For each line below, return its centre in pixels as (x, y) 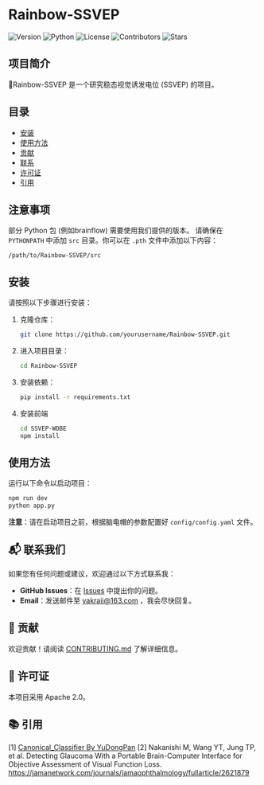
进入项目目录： (44, 351)
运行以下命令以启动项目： (50, 483)
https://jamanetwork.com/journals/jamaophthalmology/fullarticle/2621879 (129, 773)
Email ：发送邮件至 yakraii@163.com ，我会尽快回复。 (108, 600)
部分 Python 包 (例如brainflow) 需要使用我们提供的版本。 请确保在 (116, 230)
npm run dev (28, 498)
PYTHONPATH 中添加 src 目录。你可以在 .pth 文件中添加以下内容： (113, 240)
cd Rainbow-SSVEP (49, 366)
